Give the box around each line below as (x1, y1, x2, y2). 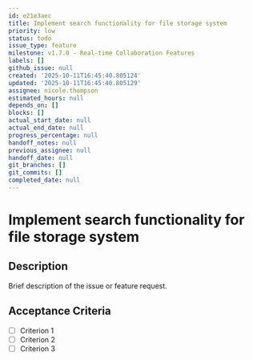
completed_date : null (8, 176, 81, 185)
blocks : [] (8, 109, 45, 117)
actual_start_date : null (8, 117, 91, 125)
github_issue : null (8, 64, 74, 72)
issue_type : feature (8, 42, 78, 50)
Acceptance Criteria (8, 305, 111, 318)
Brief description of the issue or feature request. (8, 280, 168, 290)
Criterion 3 (19, 343, 56, 354)
